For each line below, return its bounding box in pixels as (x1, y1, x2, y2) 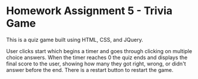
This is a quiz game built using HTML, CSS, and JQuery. (6, 36, 144, 43)
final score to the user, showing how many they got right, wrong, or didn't (6, 60, 186, 67)
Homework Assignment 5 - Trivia (6, 4, 173, 18)
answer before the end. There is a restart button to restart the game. (6, 66, 174, 73)
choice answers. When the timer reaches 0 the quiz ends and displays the (6, 54, 188, 61)
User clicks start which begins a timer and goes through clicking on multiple (6, 47, 192, 54)
